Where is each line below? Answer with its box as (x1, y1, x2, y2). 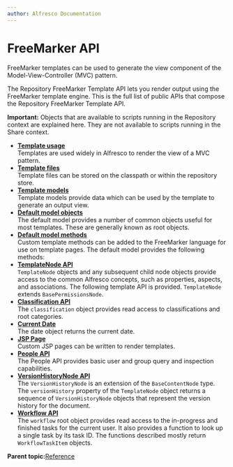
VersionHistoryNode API (17, 371, 91, 380)
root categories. (17, 312, 64, 320)
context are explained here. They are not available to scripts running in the (7, 120, 221, 129)
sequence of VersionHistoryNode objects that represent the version (17, 394, 211, 402)
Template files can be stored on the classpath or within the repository (17, 171, 218, 179)
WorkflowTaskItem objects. (17, 438, 93, 447)
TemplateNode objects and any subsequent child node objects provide (17, 267, 216, 276)
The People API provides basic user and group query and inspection (17, 357, 214, 365)
